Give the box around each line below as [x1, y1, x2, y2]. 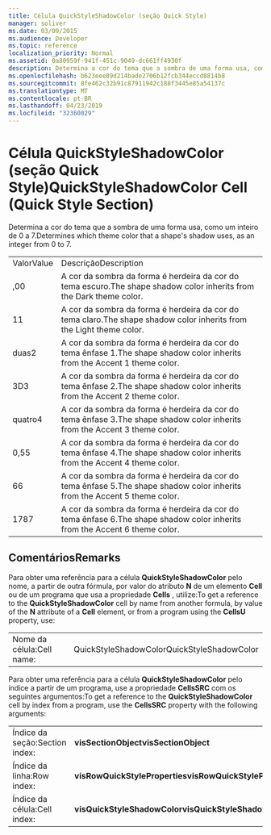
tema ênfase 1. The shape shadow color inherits [60, 347, 242, 358]
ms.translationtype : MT [8, 86, 89, 95]
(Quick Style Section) [8, 195, 155, 214]
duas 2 [12, 347, 37, 358]
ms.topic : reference [8, 42, 78, 50]
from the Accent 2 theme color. [60, 390, 180, 402]
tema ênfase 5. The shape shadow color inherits [60, 480, 242, 491]
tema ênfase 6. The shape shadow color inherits [60, 513, 242, 524]
